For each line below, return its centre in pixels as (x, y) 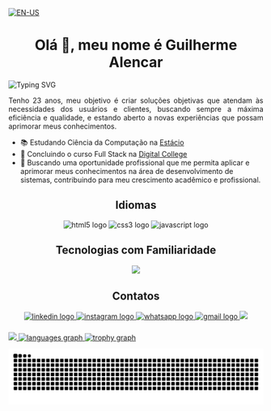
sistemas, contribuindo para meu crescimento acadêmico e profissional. (140, 180)
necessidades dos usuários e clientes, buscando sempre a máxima (136, 108)
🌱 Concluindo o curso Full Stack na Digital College (104, 154)
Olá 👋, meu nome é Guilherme (136, 45)
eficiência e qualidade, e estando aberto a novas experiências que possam (136, 117)
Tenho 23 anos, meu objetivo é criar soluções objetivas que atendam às (136, 100)
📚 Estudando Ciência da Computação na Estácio (102, 142)
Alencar (136, 63)
